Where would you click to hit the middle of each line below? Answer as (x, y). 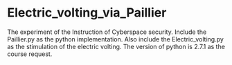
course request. (30, 54)
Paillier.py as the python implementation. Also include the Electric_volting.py (115, 39)
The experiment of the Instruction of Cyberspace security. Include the (107, 32)
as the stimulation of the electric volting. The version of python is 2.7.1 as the (116, 46)
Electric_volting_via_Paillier (87, 13)
